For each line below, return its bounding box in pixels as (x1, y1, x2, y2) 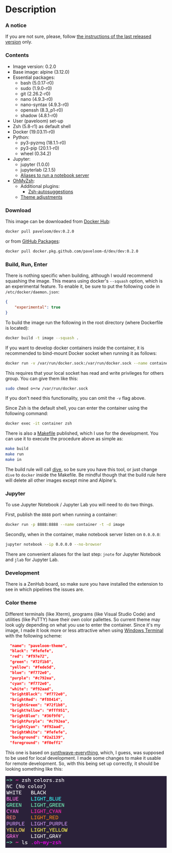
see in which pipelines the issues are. (5, 586, 84, 592)
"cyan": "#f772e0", (10, 681, 52, 686)
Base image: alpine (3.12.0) (12, 69, 70, 75)
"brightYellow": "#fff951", (10, 708, 70, 713)
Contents (5, 52, 29, 59)
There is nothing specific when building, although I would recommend (5, 272, 153, 279)
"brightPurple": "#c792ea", (10, 718, 70, 724)
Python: (12, 134, 30, 140)
